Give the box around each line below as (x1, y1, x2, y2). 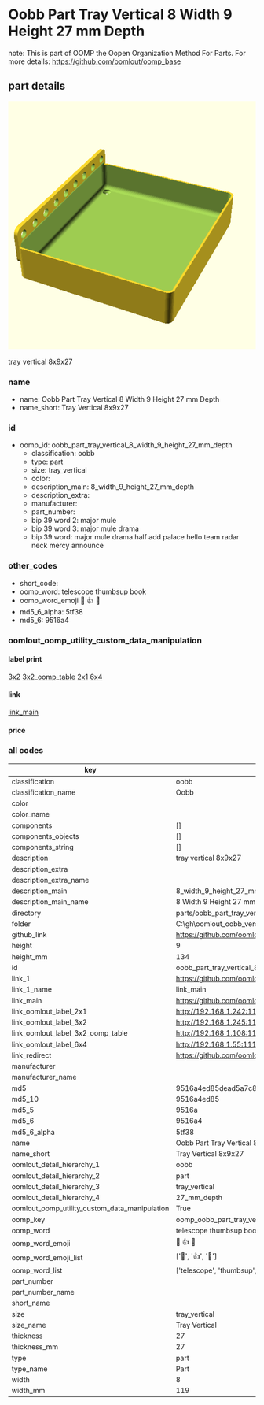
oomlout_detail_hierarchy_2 (11, 1171, 101, 1181)
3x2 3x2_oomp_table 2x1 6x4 (8, 672, 103, 681)
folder (11, 919, 31, 929)
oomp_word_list (11, 1266, 63, 1275)
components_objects (11, 831, 79, 840)
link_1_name (11, 984, 53, 994)
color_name (11, 810, 49, 819)
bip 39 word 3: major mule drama (31, 524, 140, 533)
